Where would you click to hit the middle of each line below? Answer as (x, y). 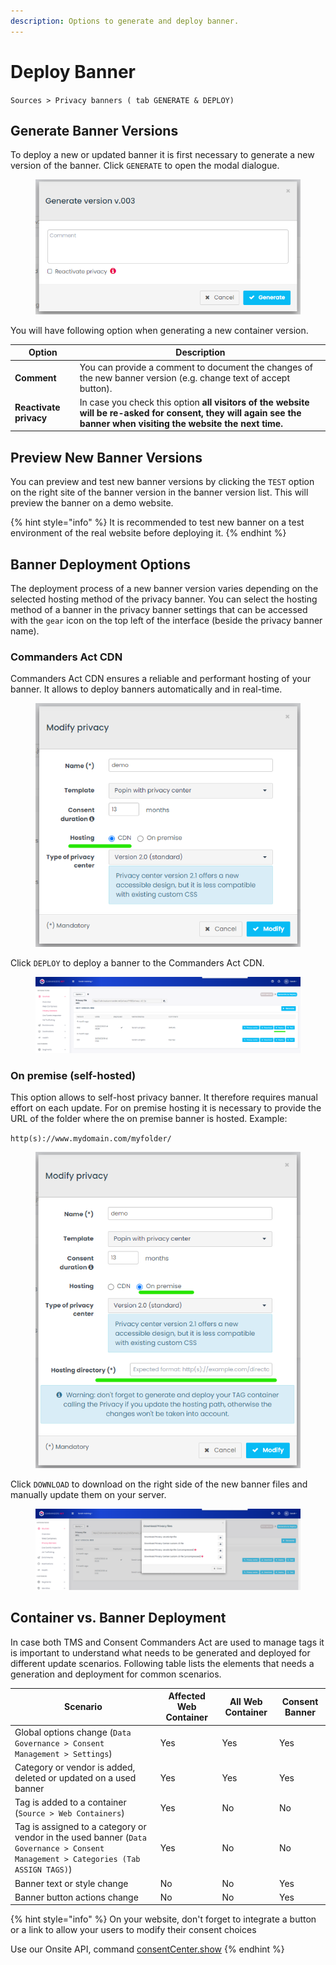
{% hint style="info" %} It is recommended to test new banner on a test (157, 522)
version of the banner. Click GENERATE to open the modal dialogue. (145, 166)
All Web (246, 1701)
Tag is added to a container (70, 1802)
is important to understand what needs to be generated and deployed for (160, 1652)
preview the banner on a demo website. (92, 503)
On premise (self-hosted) (73, 1075)
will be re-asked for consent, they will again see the (190, 412)
